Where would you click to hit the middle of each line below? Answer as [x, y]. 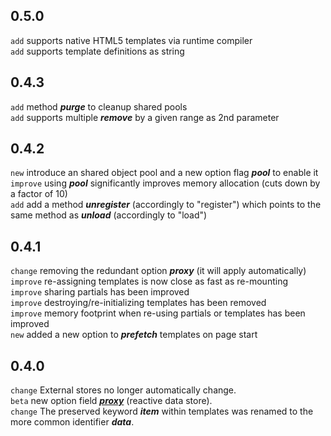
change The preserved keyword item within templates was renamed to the [162, 411]
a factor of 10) [39, 194]
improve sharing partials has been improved [100, 292]
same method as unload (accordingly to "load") [109, 215]
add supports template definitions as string [97, 51]
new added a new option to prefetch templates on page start [134, 335]
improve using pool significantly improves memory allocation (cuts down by [165, 183]
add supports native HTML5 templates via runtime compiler [131, 40]
